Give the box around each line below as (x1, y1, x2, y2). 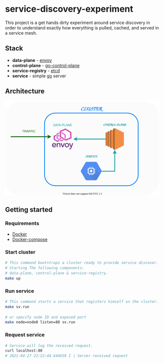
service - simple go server (12, 73, 67, 79)
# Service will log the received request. (5, 343, 93, 348)
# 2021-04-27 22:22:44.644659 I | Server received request (5, 354, 128, 359)
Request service (5, 332, 45, 339)
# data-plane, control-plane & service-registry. (5, 270, 109, 275)
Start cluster (5, 248, 36, 255)
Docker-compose (12, 236, 48, 242)
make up (5, 276, 21, 281)
